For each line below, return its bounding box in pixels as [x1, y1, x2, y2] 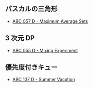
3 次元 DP [5, 34, 35, 42]
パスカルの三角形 [5, 4, 58, 13]
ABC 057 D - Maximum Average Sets [12, 18, 88, 24]
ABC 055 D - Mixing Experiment [12, 47, 78, 53]
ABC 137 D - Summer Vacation [12, 77, 76, 83]
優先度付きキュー [5, 63, 58, 72]
